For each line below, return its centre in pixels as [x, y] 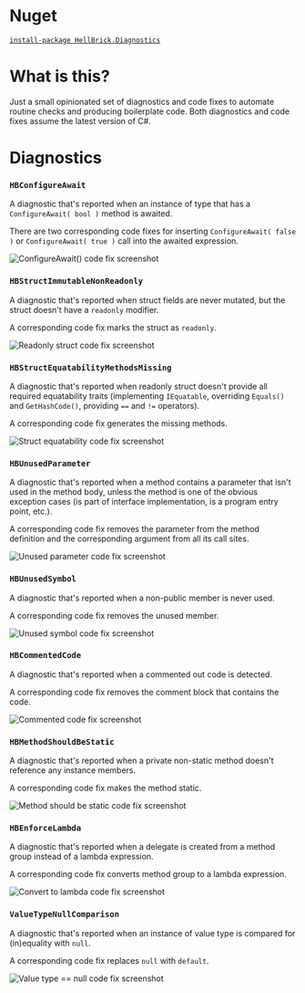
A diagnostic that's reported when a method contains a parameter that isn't [150, 482]
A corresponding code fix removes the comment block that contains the [144, 692]
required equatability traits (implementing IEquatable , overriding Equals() [147, 396]
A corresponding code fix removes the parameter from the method [134, 529]
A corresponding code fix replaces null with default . [109, 960]
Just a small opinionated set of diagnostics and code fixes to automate [142, 101]
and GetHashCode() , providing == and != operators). [105, 405]
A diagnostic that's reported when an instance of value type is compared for [152, 933]
